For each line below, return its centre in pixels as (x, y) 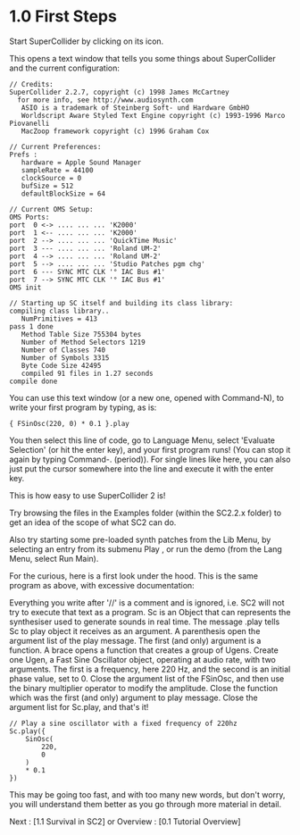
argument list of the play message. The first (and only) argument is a (135, 640)
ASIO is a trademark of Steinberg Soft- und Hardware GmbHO (135, 108)
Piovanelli (29, 123)
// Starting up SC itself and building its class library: (121, 303)
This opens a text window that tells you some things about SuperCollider (142, 58)
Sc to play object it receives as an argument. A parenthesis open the (135, 630)
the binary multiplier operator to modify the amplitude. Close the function (144, 688)
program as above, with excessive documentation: (102, 585)
